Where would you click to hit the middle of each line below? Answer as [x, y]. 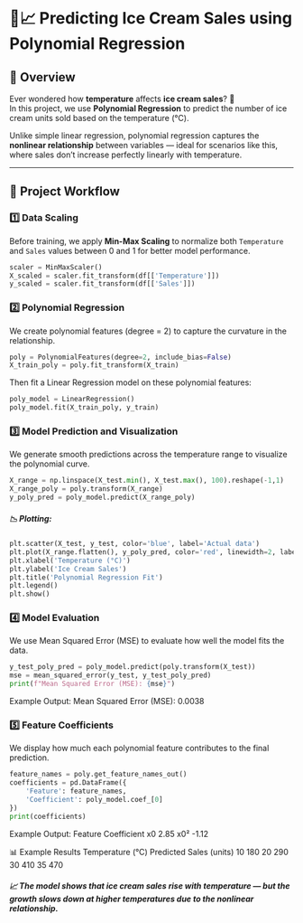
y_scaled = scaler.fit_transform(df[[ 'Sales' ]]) [102, 284]
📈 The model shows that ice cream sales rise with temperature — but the [150, 886]
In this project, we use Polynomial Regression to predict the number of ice [148, 108]
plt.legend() [34, 586]
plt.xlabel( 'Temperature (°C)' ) [70, 560]
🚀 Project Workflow [64, 192]
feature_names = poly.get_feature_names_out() [98, 775]
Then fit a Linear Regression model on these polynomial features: [131, 382]
